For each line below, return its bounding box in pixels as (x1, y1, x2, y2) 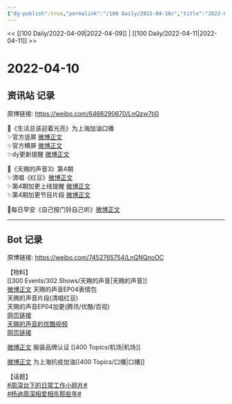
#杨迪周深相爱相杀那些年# (7, 389, 81, 398)
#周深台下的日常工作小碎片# (7, 381, 88, 389)
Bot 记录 (7, 234, 43, 246)
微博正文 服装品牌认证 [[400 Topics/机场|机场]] (7, 343, 141, 352)
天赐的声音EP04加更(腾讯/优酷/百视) (7, 302, 110, 311)
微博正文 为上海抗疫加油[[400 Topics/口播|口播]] (7, 358, 145, 366)
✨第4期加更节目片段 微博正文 (7, 191, 91, 199)
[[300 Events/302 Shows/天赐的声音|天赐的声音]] (7, 277, 147, 285)
